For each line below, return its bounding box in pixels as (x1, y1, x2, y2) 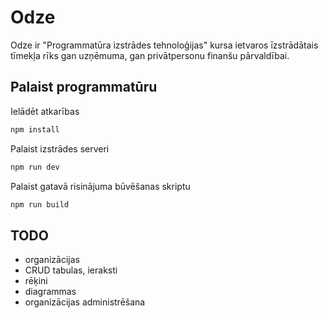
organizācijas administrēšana (24, 296, 146, 308)
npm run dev (10, 162, 60, 172)
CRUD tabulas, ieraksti (24, 264, 118, 276)
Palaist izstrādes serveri (10, 142, 110, 155)
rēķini (24, 275, 48, 287)
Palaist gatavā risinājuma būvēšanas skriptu (10, 180, 191, 192)
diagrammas (24, 286, 77, 298)
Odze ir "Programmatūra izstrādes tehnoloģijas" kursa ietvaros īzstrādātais (10, 39, 319, 51)
